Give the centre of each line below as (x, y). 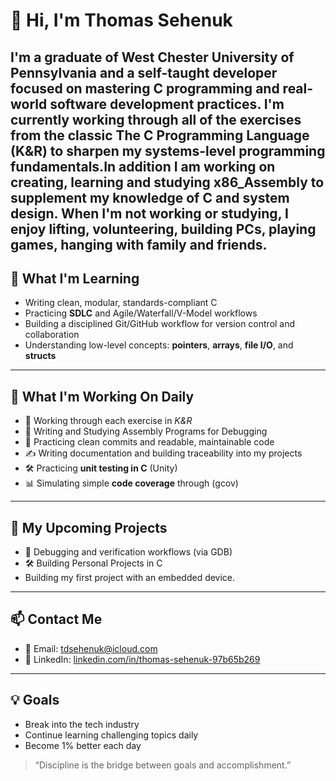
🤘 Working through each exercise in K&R (108, 421)
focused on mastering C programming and (145, 88)
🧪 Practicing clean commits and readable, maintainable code (149, 442)
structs (40, 356)
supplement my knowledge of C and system (150, 197)
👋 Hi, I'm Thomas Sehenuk (121, 20)
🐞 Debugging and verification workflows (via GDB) (128, 552)
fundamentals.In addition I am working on (143, 166)
